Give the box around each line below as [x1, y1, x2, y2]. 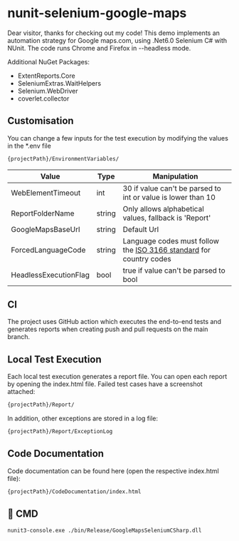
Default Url [122, 224, 159, 234]
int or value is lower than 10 [122, 192, 216, 202]
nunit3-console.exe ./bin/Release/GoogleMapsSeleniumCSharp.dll [7, 527, 202, 534]
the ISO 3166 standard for [122, 245, 211, 255]
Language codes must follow [122, 236, 219, 246]
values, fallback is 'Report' [122, 213, 211, 223]
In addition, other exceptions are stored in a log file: [7, 414, 159, 423]
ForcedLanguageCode [11, 245, 86, 255]
